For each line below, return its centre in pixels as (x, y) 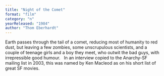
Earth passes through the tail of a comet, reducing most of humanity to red (81, 42)
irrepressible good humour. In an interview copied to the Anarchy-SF (76, 58)
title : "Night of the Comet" (35, 10)
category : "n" (20, 19)
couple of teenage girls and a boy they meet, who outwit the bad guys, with (82, 53)
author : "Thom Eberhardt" (32, 28)
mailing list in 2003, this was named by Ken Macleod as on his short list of (81, 63)
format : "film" (21, 14)
